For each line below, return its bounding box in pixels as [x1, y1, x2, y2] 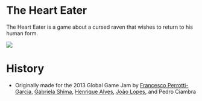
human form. [6, 29, 38, 36]
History [6, 62, 45, 75]
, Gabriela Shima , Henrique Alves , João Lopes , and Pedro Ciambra [31, 88, 197, 95]
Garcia [14, 88, 32, 95]
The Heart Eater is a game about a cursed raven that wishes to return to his [6, 23, 193, 30]
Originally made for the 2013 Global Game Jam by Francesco [14, 81, 167, 88]
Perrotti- [167, 81, 189, 88]
